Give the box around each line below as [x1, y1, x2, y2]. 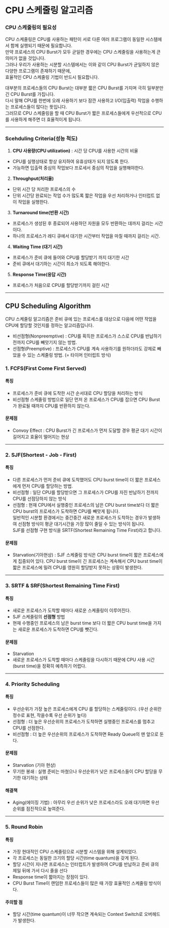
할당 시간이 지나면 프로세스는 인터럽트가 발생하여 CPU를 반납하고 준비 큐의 [12, 861, 159, 867]
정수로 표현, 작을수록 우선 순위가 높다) [12, 712, 87, 718]
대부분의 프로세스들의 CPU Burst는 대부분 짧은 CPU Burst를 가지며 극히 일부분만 [5, 85, 163, 91]
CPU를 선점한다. [12, 724, 45, 730]
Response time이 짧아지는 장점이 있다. [12, 874, 89, 880]
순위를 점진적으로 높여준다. [12, 806, 65, 812]
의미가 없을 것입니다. [5, 55, 46, 61]
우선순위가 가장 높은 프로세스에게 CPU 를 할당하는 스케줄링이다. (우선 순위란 [12, 706, 162, 712]
